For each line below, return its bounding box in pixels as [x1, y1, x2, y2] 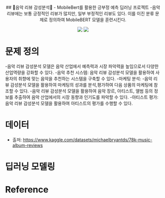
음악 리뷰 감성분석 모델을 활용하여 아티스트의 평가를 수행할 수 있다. [5, 100, 133, 106]
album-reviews [12, 142, 43, 148]
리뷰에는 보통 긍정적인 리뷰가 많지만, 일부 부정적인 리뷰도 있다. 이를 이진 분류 [6, 11, 154, 16]
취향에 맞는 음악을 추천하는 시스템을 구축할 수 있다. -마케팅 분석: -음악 [18, 76, 153, 81]
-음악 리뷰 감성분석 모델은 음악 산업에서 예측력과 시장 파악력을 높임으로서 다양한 [5, 63, 159, 69]
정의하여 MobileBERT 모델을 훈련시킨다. [48, 17, 127, 23]
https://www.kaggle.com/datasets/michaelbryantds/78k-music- [23, 137, 153, 143]
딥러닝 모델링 [5, 161, 55, 172]
